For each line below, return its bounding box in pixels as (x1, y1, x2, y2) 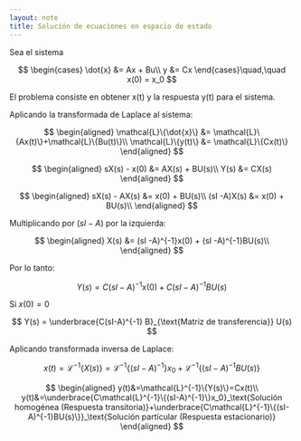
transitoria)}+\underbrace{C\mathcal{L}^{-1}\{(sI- (105, 401, 290, 412)
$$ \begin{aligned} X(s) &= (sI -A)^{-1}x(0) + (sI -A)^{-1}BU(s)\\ (34, 235, 269, 245)
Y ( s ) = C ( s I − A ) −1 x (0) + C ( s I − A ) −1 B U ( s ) (76, 280, 228, 292)
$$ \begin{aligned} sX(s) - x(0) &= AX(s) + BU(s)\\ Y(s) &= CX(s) (31, 163, 273, 174)
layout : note (9, 13, 59, 23)
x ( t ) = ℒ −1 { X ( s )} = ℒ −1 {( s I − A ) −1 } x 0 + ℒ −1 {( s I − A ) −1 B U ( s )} (43, 361, 260, 376)
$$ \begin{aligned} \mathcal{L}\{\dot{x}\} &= (43, 126, 212, 137)
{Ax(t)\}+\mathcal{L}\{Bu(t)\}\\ (14, 136, 128, 147)
